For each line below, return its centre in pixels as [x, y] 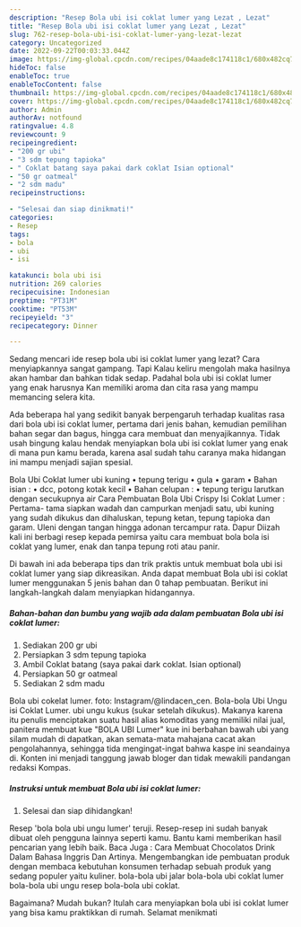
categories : [31, 217]
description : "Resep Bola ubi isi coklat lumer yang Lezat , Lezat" [140, 18]
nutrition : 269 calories [56, 284]
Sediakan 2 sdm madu [64, 684]
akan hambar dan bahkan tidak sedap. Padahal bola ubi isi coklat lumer [140, 378]
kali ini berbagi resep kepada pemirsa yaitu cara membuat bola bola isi [139, 537]
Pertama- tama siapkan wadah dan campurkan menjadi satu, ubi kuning [142, 508]
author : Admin [36, 110]
